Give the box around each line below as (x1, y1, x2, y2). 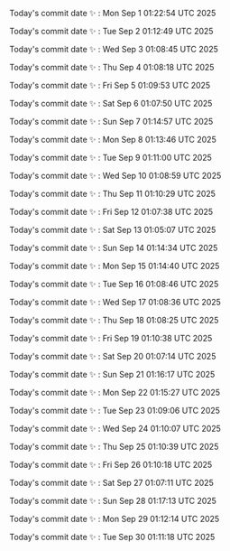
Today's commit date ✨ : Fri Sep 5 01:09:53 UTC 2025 (9, 80, 211, 90)
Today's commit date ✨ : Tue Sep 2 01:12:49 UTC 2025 (9, 26, 214, 36)
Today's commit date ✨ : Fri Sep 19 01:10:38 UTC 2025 (9, 333, 213, 343)
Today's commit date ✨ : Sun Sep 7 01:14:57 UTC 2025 (9, 117, 214, 126)
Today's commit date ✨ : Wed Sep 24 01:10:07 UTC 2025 (9, 424, 221, 434)
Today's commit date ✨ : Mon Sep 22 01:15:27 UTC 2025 (9, 388, 221, 397)
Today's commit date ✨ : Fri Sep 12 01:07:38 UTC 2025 (9, 207, 214, 217)
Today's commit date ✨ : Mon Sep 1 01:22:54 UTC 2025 (9, 8, 216, 18)
